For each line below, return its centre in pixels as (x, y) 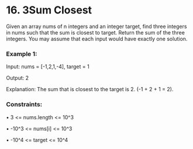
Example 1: (22, 54)
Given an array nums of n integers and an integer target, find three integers (96, 26)
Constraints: (24, 105)
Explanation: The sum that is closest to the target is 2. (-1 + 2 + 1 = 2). (90, 89)
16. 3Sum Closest (49, 10)
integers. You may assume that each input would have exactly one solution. (97, 39)
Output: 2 (18, 78)
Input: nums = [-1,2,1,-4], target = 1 (48, 67)
